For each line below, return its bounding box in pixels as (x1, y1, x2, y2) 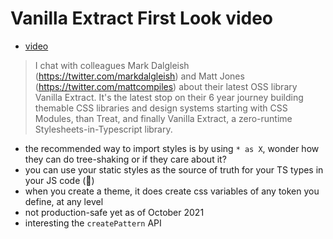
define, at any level (24, 195, 104, 207)
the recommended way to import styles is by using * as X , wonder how (24, 142, 320, 154)
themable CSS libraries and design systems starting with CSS (34, 102, 288, 114)
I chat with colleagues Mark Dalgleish (34, 59, 190, 71)
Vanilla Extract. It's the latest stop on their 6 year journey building (34, 91, 304, 103)
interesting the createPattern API (24, 217, 162, 229)
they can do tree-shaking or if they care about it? (24, 153, 227, 165)
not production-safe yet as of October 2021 (24, 206, 205, 218)
